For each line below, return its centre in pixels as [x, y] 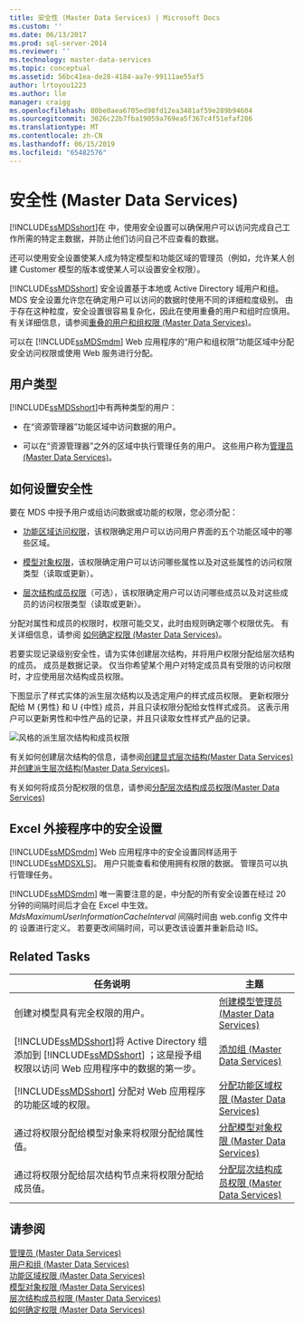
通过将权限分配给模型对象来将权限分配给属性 [109, 1133]
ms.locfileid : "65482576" [58, 152]
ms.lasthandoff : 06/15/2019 [62, 144]
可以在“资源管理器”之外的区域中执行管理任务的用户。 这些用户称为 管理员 [158, 446]
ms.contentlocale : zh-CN [56, 136]
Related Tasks [50, 957]
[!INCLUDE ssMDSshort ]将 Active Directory [105, 1041]
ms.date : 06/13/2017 [48, 34]
